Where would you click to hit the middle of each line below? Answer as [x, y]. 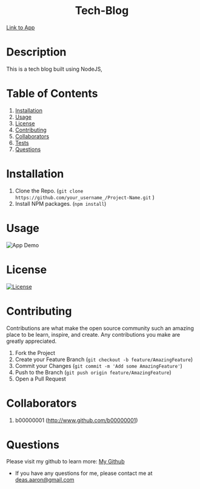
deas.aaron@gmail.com [45, 480]
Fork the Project [35, 353]
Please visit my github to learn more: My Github [65, 462]
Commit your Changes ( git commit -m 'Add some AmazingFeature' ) [99, 365]
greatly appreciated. [32, 341]
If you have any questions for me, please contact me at [84, 473]
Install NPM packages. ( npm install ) [61, 203]
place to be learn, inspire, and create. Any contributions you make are [93, 334]
